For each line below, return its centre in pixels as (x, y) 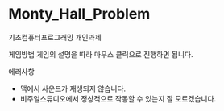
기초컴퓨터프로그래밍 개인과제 (55, 37)
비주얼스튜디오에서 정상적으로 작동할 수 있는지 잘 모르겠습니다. (118, 98)
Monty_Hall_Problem (79, 14)
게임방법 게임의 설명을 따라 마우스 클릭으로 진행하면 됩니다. (101, 54)
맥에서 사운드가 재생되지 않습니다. (73, 88)
